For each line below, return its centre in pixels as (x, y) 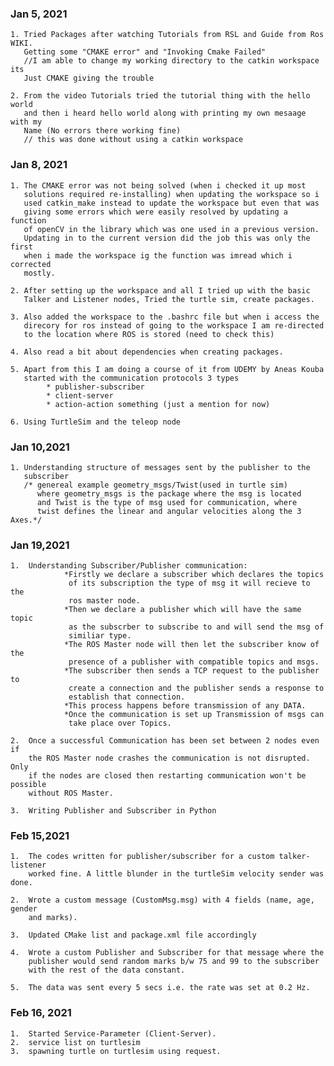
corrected (31, 264)
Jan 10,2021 (40, 447)
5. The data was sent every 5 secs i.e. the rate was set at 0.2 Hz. (160, 988)
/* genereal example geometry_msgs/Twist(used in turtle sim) (155, 485)
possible (28, 785)
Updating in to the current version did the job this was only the (167, 238)
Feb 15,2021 (40, 836)
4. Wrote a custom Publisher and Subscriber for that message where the (167, 953)
